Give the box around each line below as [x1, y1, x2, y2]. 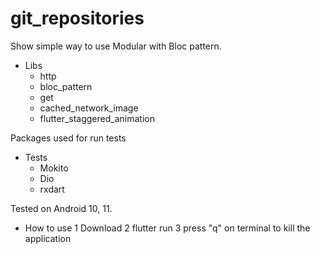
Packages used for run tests [10, 132, 127, 144]
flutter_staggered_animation [39, 112, 155, 124]
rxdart [39, 183, 65, 195]
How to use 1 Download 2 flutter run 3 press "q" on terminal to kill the [24, 222, 311, 234]
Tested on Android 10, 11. [10, 202, 113, 214]
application [24, 232, 72, 244]
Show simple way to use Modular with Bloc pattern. [10, 40, 222, 52]
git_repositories [10, 7, 145, 30]
